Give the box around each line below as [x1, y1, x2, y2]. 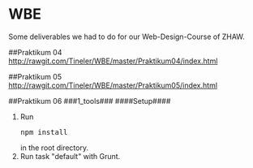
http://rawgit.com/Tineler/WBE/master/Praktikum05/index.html [8, 80, 217, 90]
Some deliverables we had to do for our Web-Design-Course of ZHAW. [8, 32, 245, 41]
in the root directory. [19, 143, 89, 153]
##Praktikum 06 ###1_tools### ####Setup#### [8, 96, 171, 106]
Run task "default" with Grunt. [19, 151, 121, 161]
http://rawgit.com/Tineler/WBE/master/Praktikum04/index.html [8, 56, 218, 66]
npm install [19, 127, 68, 136]
